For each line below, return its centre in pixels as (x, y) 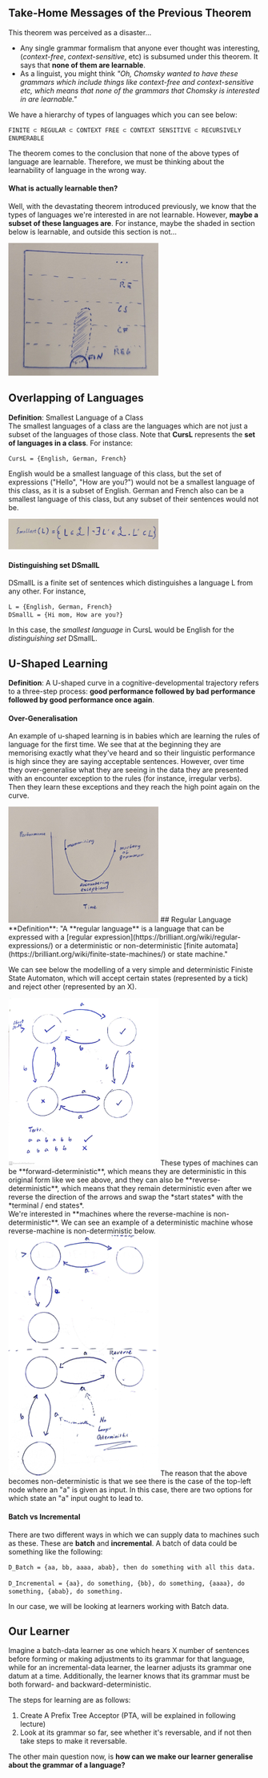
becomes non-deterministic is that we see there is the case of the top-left (130, 1482)
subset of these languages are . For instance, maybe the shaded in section (132, 223)
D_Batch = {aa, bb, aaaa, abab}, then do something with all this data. (132, 1567)
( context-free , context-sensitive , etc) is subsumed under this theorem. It (139, 56)
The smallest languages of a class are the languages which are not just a (128, 426)
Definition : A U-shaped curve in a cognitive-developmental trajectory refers (134, 683)
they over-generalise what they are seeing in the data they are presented (128, 770)
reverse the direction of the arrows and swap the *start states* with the (126, 1197)
